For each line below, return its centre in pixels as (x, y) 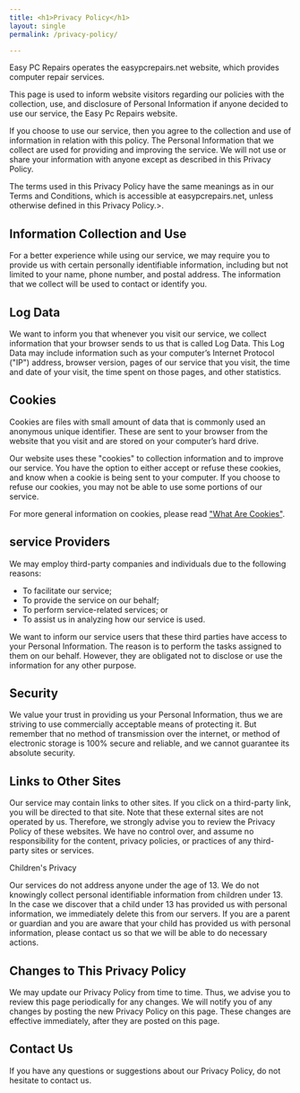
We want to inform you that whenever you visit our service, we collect (138, 334)
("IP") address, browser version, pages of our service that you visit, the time (150, 363)
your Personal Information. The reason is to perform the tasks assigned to (146, 646)
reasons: (26, 573)
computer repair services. (57, 77)
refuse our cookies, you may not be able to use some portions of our (136, 486)
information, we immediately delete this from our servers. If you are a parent (150, 914)
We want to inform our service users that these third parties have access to (148, 636)
